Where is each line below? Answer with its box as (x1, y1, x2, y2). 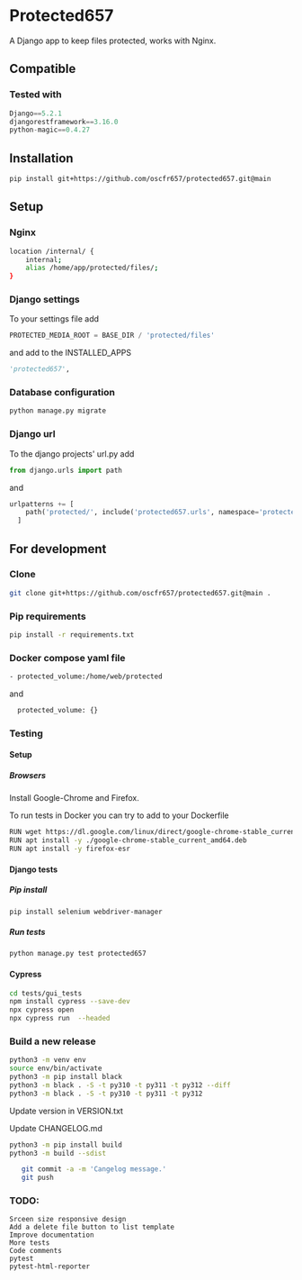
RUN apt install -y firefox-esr (9, 844, 130, 854)
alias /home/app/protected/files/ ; (25, 263, 159, 273)
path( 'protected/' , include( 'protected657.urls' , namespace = (25, 508, 259, 517)
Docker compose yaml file (9, 651, 126, 664)
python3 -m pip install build (9, 1140, 123, 1149)
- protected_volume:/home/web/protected (9, 672, 164, 681)
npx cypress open (9, 1005, 75, 1014)
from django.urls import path (9, 466, 123, 475)
